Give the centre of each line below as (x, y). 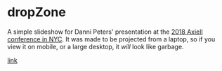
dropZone (37, 12)
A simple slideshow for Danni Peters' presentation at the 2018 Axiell (105, 32)
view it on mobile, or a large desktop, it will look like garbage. (96, 46)
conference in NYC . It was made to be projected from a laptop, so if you (111, 39)
